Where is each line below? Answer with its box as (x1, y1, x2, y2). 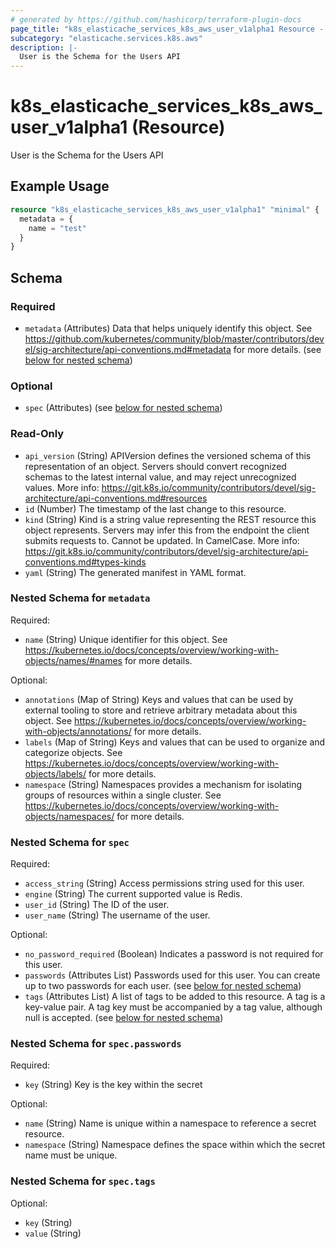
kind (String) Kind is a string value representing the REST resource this (24, 513, 317, 525)
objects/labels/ (24, 767, 87, 780)
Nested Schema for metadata (10, 591, 151, 605)
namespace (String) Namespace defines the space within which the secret (24, 1139, 326, 1151)
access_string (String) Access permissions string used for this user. (24, 877, 305, 890)
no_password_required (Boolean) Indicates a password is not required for (24, 948, 324, 960)
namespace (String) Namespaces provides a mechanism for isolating (24, 778, 303, 790)
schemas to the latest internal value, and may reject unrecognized (24, 471, 297, 483)
